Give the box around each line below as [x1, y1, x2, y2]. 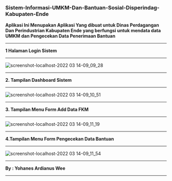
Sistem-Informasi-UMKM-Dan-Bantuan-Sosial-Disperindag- [5, 4, 160, 11]
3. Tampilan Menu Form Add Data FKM [5, 106, 89, 112]
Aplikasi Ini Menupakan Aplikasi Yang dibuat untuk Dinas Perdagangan [5, 22, 160, 28]
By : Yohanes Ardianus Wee [5, 165, 66, 171]
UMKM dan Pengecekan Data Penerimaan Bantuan [5, 33, 116, 39]
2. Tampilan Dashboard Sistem [5, 77, 72, 83]
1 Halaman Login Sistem [5, 48, 57, 54]
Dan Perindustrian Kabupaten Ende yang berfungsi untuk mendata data [5, 28, 161, 34]
